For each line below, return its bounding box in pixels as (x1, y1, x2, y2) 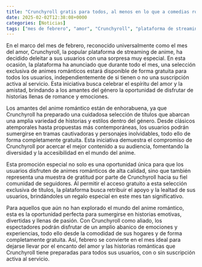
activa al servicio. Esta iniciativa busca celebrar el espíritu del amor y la (6, 80, 183, 88)
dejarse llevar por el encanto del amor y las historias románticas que (6, 242, 176, 250)
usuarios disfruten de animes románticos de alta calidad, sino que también (6, 167, 191, 175)
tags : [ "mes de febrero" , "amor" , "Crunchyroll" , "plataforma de (6, 25, 173, 32)
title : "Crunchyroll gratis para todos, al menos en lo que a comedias (6, 8, 189, 15)
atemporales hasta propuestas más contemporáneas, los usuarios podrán (6, 124, 189, 131)
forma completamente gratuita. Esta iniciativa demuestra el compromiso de (6, 136, 192, 144)
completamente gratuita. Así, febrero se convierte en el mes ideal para (6, 236, 181, 244)
